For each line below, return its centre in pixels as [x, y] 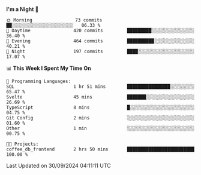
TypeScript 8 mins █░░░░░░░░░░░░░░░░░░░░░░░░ [100, 108]
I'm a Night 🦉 [22, 9]
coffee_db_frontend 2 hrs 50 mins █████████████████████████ [100, 149]
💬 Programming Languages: [38, 81]
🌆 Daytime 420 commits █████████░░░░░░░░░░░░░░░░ [100, 30]
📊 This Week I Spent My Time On [49, 68]
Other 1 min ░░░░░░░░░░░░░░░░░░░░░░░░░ [100, 128]
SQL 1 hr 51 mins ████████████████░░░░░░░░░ [100, 87]
